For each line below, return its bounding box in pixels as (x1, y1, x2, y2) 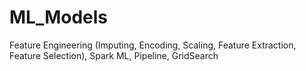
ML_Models (9, 6, 109, 29)
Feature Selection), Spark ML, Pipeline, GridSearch (9, 49, 219, 61)
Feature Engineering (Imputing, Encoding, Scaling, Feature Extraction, (9, 39, 297, 51)
